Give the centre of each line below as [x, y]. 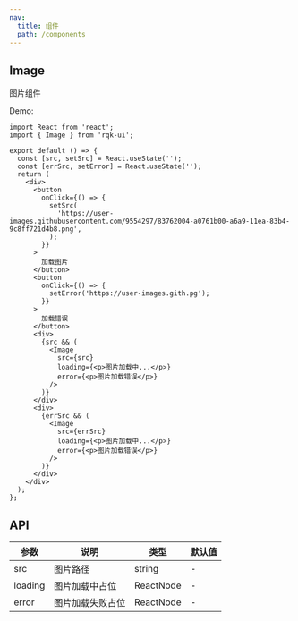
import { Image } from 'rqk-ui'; [72, 135]
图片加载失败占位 [89, 603]
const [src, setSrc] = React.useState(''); [99, 159]
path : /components [52, 34]
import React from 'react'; [62, 128]
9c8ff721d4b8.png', [46, 229]
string [146, 569]
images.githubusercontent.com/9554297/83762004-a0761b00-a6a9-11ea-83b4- [150, 221]
